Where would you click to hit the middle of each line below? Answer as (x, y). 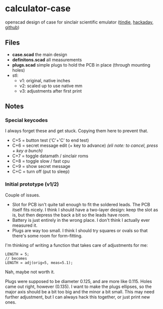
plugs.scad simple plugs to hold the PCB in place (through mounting (81, 65)
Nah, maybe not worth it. (30, 272)
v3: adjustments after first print (51, 91)
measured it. (25, 225)
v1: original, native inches (45, 80)
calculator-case (38, 9)
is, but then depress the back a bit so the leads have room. (71, 215)
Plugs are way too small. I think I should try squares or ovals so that (80, 230)
